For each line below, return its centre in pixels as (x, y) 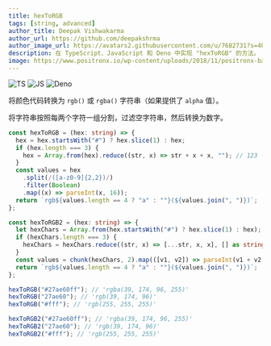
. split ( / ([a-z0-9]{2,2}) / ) (68, 178)
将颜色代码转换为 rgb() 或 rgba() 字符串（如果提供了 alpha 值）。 (116, 100)
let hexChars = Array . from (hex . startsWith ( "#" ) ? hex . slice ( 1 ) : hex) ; (139, 230)
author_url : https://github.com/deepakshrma (84, 38)
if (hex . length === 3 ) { (57, 148)
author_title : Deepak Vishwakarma (67, 31)
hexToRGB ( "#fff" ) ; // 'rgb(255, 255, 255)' (83, 304)
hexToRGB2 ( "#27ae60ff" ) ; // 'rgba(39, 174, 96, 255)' (101, 319)
